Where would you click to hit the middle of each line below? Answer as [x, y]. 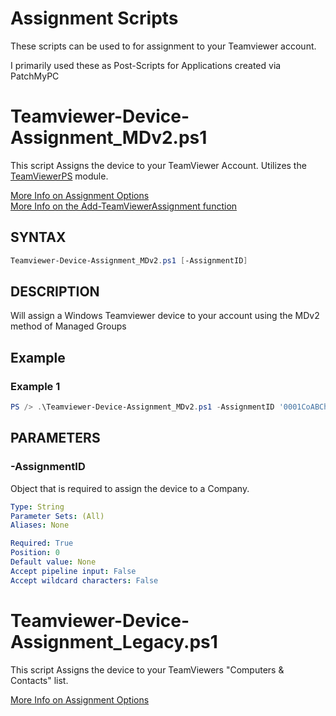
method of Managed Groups [68, 326]
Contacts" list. [39, 680]
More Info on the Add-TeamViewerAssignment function [124, 206]
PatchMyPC [35, 76]
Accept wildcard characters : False [84, 580]
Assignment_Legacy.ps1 [114, 641]
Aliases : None [40, 525]
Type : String [37, 507]
